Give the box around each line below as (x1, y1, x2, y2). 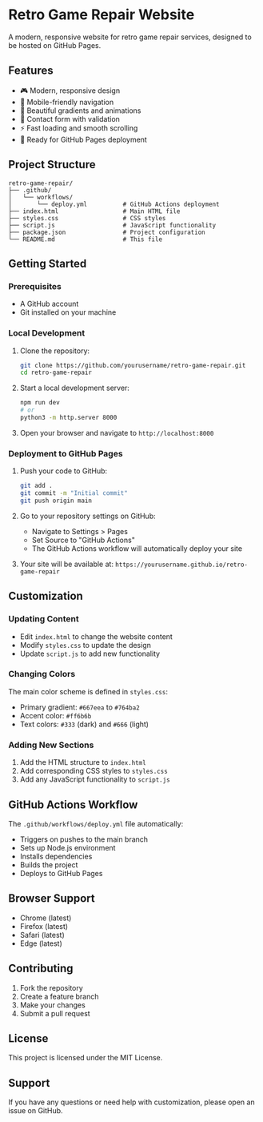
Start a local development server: (19, 383, 130, 393)
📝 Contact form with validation (19, 114, 120, 123)
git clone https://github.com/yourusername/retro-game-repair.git (19, 361, 246, 369)
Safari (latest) (19, 930, 66, 939)
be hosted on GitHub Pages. (8, 40, 102, 50)
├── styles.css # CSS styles (8, 214, 166, 222)
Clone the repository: (19, 346, 90, 356)
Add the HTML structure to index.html (19, 758, 146, 767)
